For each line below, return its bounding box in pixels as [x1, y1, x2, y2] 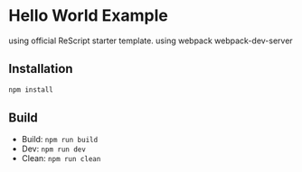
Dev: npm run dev [21, 143, 87, 154]
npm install [8, 85, 53, 95]
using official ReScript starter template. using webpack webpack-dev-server [8, 35, 293, 46]
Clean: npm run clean [21, 153, 101, 164]
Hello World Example [8, 5, 169, 26]
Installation [8, 61, 73, 77]
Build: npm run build [21, 134, 99, 145]
